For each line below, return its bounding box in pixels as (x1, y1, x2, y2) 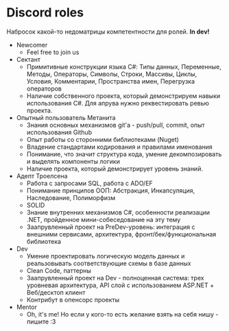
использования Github (26, 128, 93, 136)
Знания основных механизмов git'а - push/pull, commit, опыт (26, 121, 205, 129)
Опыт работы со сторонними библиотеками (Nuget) (26, 135, 180, 143)
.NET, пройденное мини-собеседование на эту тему (26, 215, 181, 223)
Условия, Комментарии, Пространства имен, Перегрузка (26, 77, 195, 85)
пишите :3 (26, 317, 56, 326)
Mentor (16, 303, 37, 311)
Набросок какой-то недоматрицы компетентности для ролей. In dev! (6, 27, 210, 36)
